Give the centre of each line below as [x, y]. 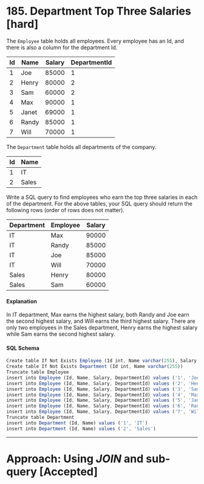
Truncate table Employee [38, 372]
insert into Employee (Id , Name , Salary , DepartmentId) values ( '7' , [96, 412]
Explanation [22, 301]
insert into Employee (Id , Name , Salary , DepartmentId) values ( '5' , [96, 400]
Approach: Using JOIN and [75, 459]
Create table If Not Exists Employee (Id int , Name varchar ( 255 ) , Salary [102, 361]
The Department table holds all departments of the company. [81, 147]
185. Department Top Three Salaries [99, 11]
